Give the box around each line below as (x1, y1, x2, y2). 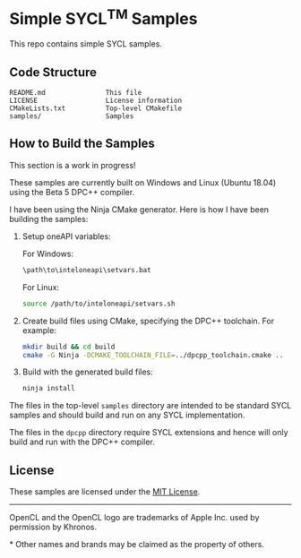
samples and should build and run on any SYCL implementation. (9, 409, 245, 421)
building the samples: (9, 213, 89, 224)
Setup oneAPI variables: (21, 230, 111, 242)
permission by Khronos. (9, 521, 97, 533)
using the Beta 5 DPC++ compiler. (9, 186, 135, 197)
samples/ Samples (9, 112, 134, 121)
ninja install (21, 384, 75, 393)
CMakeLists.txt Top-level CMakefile (9, 104, 182, 113)
